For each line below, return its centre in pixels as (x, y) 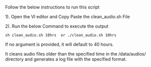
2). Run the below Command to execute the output (57, 26)
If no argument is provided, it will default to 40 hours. (60, 44)
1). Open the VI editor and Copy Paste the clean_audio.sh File (68, 17)
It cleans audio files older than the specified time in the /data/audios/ (75, 54)
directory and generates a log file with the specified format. (66, 59)
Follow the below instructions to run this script (52, 7)
